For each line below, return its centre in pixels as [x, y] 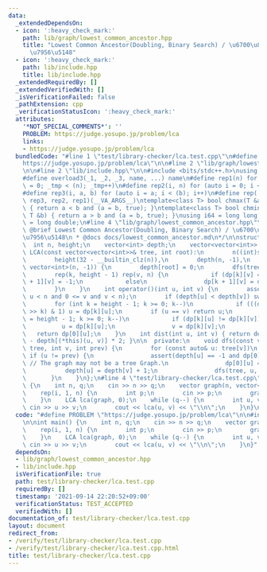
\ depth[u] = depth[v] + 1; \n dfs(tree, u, [140, 371]
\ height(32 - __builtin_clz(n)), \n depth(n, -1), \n [136, 259]
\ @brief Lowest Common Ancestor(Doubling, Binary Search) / [126, 230]
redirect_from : [33, 534]
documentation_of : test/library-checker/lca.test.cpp [99, 519]
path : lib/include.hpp [60, 68]
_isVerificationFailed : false [65, 97]
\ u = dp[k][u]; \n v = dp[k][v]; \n [124, 326]
